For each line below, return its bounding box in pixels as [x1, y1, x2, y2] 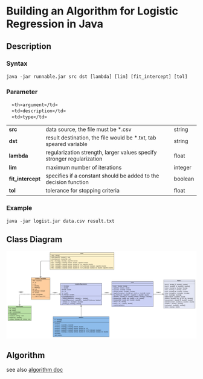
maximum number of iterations [45, 164, 122, 171]
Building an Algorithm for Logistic [6, 4, 178, 18]
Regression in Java [6, 17, 104, 31]
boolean [173, 175, 195, 182]
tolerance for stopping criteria [45, 187, 120, 194]
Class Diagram [6, 234, 62, 245]
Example [6, 203, 33, 212]
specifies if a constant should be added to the [45, 172, 159, 179]
